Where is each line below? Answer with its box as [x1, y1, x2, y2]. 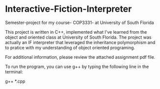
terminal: [5, 68, 23, 74]
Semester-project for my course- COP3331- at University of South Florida [5, 20, 154, 25]
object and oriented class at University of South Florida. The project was [5, 34, 152, 40]
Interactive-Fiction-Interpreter [5, 3, 132, 15]
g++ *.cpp [5, 78, 26, 84]
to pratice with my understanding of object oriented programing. [5, 44, 135, 50]
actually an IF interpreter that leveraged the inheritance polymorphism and [5, 39, 156, 45]
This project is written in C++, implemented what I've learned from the [5, 29, 147, 35]
